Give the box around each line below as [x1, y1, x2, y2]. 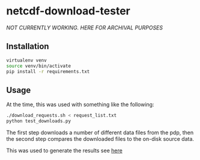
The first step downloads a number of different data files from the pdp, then [6, 129, 194, 136]
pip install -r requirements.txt [6, 68, 90, 74]
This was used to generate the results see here [6, 147, 123, 154]
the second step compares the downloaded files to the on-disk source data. [6, 135, 194, 142]
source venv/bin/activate [6, 63, 71, 69]
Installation [6, 41, 49, 52]
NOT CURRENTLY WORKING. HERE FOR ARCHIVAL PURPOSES [6, 24, 163, 31]
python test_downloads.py [6, 118, 71, 124]
